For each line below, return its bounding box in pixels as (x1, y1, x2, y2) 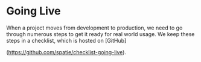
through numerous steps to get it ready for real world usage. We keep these (6, 30, 195, 37)
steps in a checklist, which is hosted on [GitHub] (6, 37, 127, 44)
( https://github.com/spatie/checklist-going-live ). (6, 48, 127, 55)
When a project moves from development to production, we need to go (6, 24, 183, 31)
